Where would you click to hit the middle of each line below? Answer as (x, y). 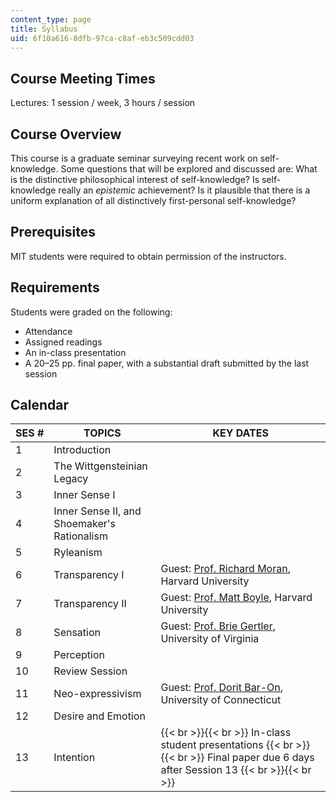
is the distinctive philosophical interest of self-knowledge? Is (135, 179)
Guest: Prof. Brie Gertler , (218, 626)
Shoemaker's (85, 524)
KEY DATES (240, 433)
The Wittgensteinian (100, 466)
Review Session (90, 671)
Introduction (82, 450)
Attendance (48, 331)
